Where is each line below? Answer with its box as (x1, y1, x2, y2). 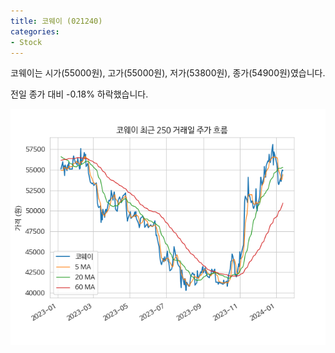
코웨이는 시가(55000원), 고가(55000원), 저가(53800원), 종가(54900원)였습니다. (10, 67, 326, 79)
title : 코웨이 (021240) (10, 16, 103, 26)
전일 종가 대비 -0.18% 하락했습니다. (10, 88, 149, 100)
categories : (10, 26, 60, 37)
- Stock (10, 37, 43, 47)
